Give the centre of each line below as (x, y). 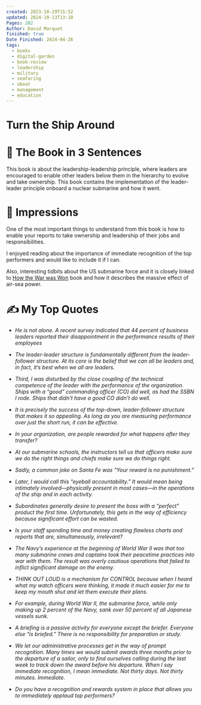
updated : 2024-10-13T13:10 (40, 17)
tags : (13, 46)
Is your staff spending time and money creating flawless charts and (98, 530)
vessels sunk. (32, 616)
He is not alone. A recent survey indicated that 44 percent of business (101, 330)
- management (28, 90)
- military (25, 73)
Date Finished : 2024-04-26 (40, 40)
